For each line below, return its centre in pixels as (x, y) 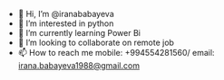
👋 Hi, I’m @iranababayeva (66, 14)
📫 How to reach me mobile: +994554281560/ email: (116, 53)
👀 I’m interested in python (66, 23)
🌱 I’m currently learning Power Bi (79, 33)
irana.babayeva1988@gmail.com (79, 66)
